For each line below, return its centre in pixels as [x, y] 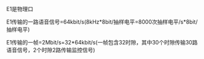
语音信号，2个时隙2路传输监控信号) [51, 50]
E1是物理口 [20, 9]
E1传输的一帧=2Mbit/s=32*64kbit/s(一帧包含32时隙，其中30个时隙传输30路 [102, 42]
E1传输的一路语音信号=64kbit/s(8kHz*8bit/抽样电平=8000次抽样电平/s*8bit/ [102, 22]
